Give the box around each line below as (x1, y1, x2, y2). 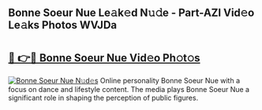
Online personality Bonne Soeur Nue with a (99, 76, 241, 85)
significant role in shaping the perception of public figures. (8, 93, 199, 102)
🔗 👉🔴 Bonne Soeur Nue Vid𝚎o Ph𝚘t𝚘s (8, 51, 200, 64)
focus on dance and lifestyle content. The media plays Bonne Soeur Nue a (8, 85, 250, 93)
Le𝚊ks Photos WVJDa (8, 19, 118, 32)
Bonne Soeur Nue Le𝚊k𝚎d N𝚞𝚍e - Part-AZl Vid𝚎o (8, 6, 255, 20)
